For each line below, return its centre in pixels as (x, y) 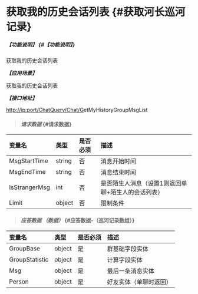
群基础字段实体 (128, 249)
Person (19, 282)
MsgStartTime (29, 161)
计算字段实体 (125, 260)
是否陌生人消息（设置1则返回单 (144, 183)
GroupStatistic (29, 259)
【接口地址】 (22, 98)
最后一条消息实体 (131, 270)
